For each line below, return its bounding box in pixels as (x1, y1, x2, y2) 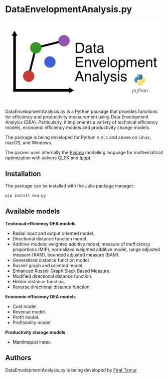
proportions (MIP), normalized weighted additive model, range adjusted (12, 246, 160, 253)
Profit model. (12, 314, 40, 320)
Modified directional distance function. (12, 273, 93, 279)
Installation (5, 169, 41, 178)
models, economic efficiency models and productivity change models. (5, 124, 150, 131)
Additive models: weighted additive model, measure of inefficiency (12, 241, 150, 247)
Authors (5, 354, 32, 362)
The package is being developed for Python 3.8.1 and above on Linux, (5, 135, 151, 141)
